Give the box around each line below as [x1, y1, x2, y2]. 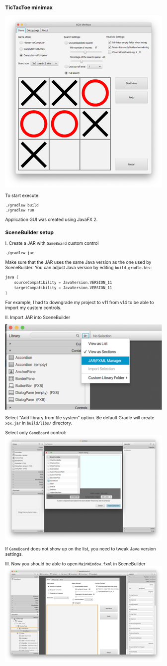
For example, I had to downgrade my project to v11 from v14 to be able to [5, 300, 154, 306]
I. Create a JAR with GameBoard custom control [5, 240, 99, 246]
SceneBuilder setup [5, 229, 54, 236]
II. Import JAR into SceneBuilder [5, 315, 71, 321]
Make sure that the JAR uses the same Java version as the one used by [5, 259, 152, 265]
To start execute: [5, 192, 40, 198]
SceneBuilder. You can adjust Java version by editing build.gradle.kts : [5, 264, 152, 270]
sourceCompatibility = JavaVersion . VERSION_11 [14, 280, 112, 285]
